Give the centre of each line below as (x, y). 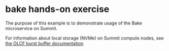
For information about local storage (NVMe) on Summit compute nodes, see (84, 38)
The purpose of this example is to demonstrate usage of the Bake (74, 23)
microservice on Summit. (31, 28)
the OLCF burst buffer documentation (44, 43)
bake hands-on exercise (57, 9)
